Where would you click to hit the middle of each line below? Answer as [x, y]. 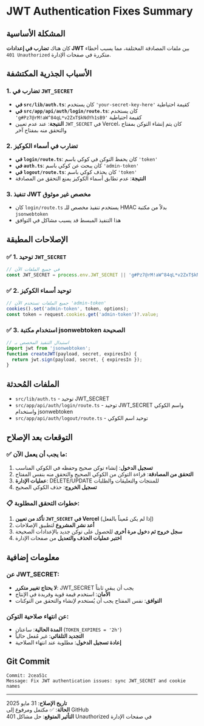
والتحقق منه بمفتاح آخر [41, 130]
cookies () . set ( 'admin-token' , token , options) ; [68, 309]
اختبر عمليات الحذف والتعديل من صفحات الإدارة [68, 538]
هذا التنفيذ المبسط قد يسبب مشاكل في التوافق [68, 221]
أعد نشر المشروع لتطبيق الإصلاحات [55, 525]
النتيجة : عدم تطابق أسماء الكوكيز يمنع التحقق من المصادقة [80, 178]
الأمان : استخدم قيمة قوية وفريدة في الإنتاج [63, 594]
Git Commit [28, 661]
